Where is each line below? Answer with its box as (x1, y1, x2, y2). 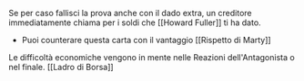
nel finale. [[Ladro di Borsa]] (8, 62, 115, 72)
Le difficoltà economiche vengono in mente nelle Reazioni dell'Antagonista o (8, 52, 295, 62)
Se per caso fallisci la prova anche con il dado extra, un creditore (8, 8, 252, 18)
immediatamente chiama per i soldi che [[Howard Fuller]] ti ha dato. (8, 17, 261, 28)
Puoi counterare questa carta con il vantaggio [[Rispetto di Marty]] (21, 35, 271, 45)
